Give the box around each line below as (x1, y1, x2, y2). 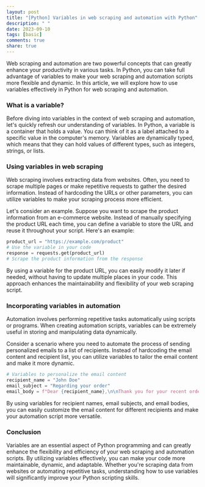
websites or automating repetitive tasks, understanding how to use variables (6, 467, 198, 475)
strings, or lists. (6, 147, 45, 154)
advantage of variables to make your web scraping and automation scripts (6, 73, 193, 80)
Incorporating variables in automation (6, 301, 121, 310)
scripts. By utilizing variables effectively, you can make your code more (6, 455, 185, 462)
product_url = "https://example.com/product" (6, 239, 124, 245)
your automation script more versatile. (6, 413, 103, 420)
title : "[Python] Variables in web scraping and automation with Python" (6, 15, 198, 21)
